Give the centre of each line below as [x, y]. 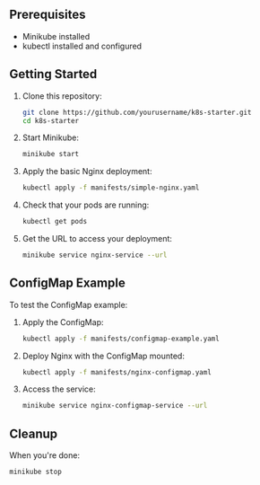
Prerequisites [48, 15]
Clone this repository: [62, 96]
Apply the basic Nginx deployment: [87, 172]
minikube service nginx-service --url [95, 255]
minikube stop [36, 472]
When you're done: [45, 455]
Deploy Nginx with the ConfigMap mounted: [104, 356]
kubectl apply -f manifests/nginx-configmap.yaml [117, 372]
